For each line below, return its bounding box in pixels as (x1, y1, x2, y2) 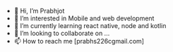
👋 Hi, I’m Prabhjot (13, 7, 65, 15)
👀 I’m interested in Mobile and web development (13, 14, 155, 22)
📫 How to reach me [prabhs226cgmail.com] (13, 37, 145, 45)
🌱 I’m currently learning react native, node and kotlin (13, 22, 167, 30)
